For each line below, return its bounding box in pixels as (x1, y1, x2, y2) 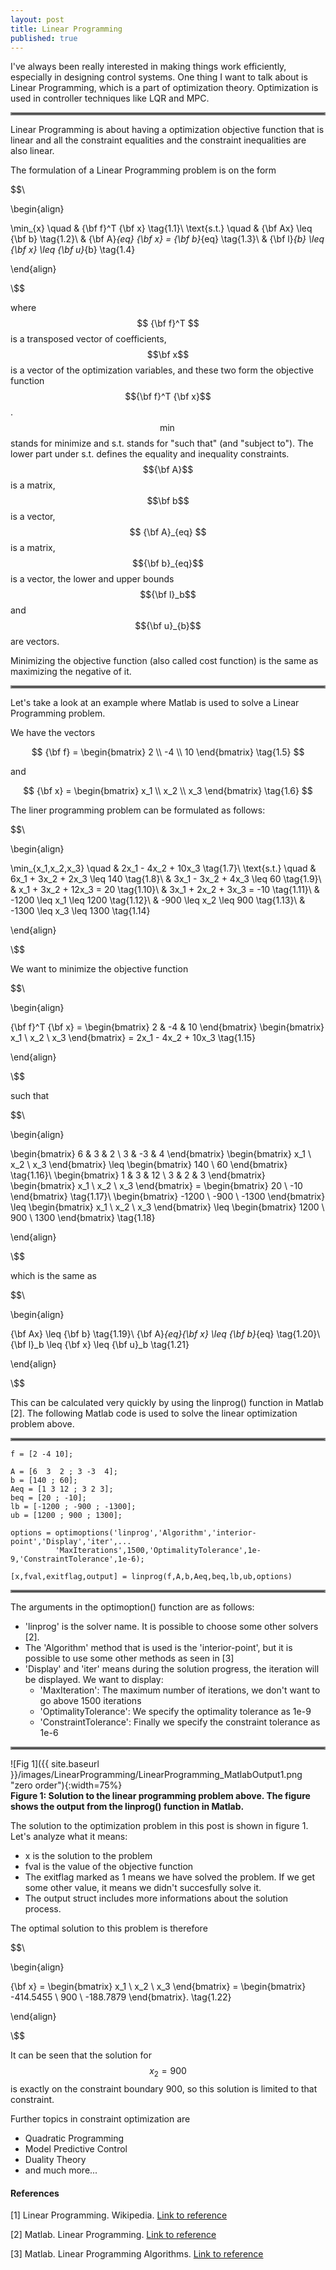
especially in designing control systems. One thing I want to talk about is (10, 71, 308, 83)
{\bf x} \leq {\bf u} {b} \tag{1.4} (10, 244, 136, 256)
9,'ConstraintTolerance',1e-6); (10, 1554, 145, 1565)
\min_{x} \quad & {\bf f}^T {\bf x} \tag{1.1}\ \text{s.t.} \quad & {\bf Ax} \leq (10, 222, 313, 235)
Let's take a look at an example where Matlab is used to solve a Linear (10, 697, 300, 709)
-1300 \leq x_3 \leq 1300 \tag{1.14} (10, 905, 151, 917)
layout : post (10, 14, 65, 25)
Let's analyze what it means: (10, 1831, 128, 1843)
